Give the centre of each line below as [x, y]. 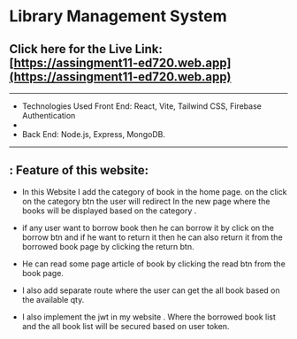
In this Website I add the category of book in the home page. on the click [154, 191]
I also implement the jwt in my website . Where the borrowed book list [149, 317]
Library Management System [118, 16]
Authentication [49, 116]
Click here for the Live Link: [86, 49]
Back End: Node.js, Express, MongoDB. [94, 134]
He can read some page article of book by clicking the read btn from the [153, 264]
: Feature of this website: [79, 170]
